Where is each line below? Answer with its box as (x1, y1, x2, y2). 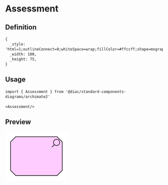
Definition (5, 23, 36, 31)
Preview (5, 118, 31, 126)
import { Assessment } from (5, 89, 64, 94)
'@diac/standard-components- (65, 89, 126, 94)
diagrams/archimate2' (5, 94, 50, 99)
